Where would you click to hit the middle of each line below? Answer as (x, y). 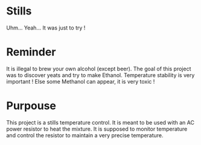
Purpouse (31, 106)
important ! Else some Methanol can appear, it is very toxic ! (81, 81)
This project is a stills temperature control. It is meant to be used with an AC (101, 122)
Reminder (31, 52)
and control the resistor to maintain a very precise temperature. (85, 135)
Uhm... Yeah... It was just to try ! (46, 28)
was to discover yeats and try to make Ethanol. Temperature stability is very (101, 75)
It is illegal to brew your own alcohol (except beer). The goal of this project (99, 69)
